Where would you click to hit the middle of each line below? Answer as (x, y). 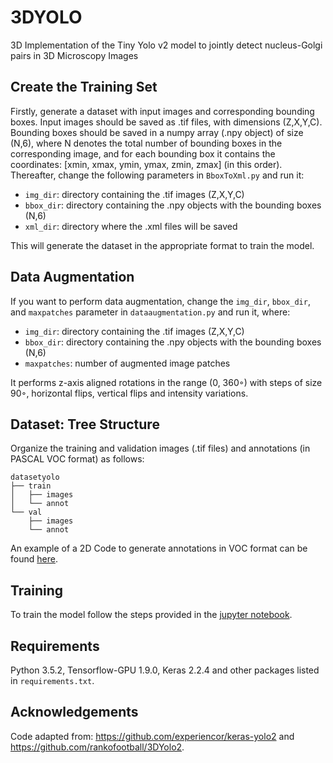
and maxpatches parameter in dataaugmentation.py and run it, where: (150, 312)
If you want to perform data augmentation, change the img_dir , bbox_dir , (160, 301)
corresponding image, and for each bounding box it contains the (143, 153)
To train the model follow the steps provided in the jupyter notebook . (151, 615)
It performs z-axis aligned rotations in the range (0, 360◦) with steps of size (166, 382)
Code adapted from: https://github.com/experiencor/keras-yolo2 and (152, 736)
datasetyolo (35, 477)
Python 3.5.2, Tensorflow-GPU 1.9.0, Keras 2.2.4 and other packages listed (165, 670)
